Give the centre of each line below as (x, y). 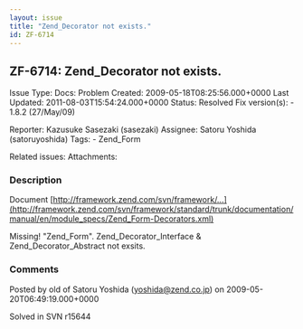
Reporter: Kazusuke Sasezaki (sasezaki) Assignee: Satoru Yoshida (133, 130)
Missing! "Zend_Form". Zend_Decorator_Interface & (105, 237)
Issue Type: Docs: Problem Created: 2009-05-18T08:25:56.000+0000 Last (149, 93)
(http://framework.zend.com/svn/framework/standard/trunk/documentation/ (151, 210)
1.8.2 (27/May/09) (42, 112)
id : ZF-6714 (32, 34)
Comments (34, 269)
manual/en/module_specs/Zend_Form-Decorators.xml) (112, 219)
